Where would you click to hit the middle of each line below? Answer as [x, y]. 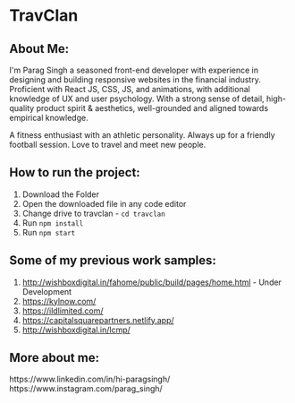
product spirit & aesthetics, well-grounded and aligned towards [152, 108]
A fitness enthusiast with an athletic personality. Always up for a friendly [142, 135]
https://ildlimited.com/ [63, 311]
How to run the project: [75, 172]
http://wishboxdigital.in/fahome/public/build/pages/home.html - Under [152, 282]
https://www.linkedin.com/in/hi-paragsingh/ [90, 379]
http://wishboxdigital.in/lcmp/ [76, 330]
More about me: [55, 358]
